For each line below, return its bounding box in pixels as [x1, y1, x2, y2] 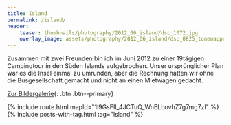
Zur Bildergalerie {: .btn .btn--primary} [7, 90, 114, 98]
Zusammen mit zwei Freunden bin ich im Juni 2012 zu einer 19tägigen [7, 54, 205, 62]
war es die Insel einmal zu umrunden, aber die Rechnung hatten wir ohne [7, 69, 214, 78]
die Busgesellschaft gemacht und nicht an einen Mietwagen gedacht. [7, 76, 203, 84]
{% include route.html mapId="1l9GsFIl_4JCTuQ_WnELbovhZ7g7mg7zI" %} [7, 103, 220, 111]
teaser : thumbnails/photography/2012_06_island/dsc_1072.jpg [19, 29, 198, 36]
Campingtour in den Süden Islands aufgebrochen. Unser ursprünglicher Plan [7, 62, 224, 70]
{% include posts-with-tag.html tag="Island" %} [7, 111, 144, 119]
